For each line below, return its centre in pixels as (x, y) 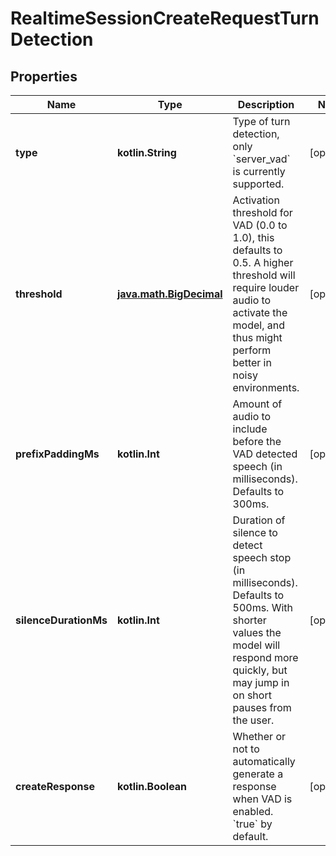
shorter (249, 620)
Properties (44, 76)
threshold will (264, 275)
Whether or (259, 736)
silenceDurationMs (61, 620)
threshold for (262, 212)
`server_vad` (261, 159)
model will (256, 645)
